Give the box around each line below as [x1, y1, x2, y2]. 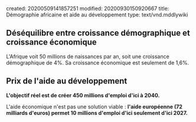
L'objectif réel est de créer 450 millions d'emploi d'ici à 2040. [6, 91, 160, 99]
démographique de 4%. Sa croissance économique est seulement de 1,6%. [6, 59, 190, 66]
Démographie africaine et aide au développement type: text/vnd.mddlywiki [6, 11, 188, 18]
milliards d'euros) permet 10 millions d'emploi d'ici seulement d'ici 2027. [6, 109, 188, 116]
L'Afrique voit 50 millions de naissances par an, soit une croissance [6, 53, 169, 60]
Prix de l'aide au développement [6, 76, 128, 86]
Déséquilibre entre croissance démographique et [6, 28, 190, 38]
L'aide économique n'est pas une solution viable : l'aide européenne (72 [6, 103, 183, 110]
